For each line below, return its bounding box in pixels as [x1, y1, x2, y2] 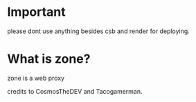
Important [7, 4, 66, 20]
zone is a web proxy [7, 74, 64, 82]
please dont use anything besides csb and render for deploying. [7, 27, 190, 35]
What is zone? [7, 51, 91, 67]
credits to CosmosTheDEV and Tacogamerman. [7, 87, 143, 95]
